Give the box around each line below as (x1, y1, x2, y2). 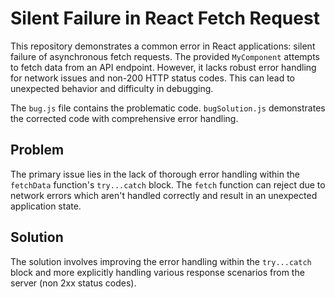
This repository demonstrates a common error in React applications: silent (10, 40, 316, 52)
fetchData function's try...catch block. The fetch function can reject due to (10, 178, 326, 191)
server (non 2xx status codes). (10, 277, 137, 289)
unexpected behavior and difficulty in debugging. (10, 82, 214, 94)
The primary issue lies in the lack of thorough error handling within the (10, 168, 300, 180)
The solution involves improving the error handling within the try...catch (10, 255, 312, 267)
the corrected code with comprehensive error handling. (10, 112, 239, 124)
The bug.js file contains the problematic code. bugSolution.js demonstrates (10, 102, 326, 114)
